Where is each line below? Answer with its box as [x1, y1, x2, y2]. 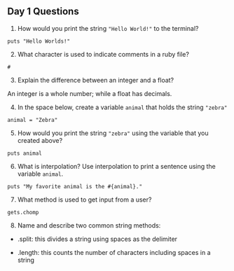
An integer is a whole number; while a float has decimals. [7, 89, 172, 97]
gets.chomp [7, 209, 39, 216]
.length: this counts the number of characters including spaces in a [17, 248, 212, 256]
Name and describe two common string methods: [17, 221, 161, 230]
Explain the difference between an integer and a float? [17, 76, 174, 84]
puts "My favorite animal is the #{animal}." [7, 183, 142, 190]
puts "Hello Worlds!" [7, 38, 71, 45]
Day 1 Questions [7, 6, 79, 18]
